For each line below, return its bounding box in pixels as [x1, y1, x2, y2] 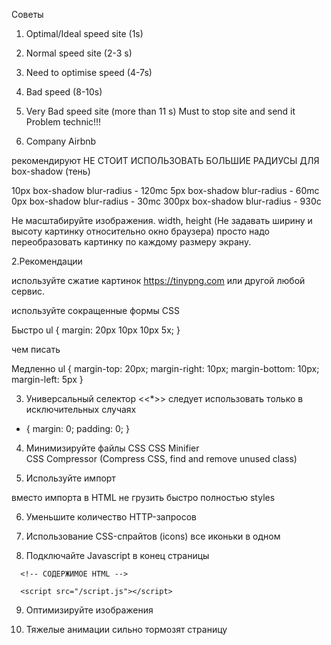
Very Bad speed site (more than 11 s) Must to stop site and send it [25, 105, 296, 117]
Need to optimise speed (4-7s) [25, 67, 153, 78]
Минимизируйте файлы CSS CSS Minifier [25, 442, 200, 454]
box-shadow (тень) [11, 165, 91, 177]
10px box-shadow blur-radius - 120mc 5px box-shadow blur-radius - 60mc [11, 185, 320, 196]
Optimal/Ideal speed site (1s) [25, 28, 144, 39]
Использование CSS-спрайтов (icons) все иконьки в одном [25, 530, 281, 542]
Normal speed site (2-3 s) [25, 47, 133, 59]
